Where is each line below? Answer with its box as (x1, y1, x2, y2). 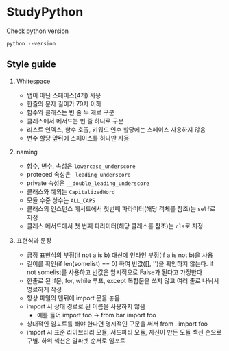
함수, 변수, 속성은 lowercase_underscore (26, 162, 136, 170)
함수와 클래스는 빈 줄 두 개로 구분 (26, 108, 114, 117)
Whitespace (16, 77, 51, 85)
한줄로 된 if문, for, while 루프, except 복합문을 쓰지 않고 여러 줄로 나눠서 (26, 276, 219, 285)
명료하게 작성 (26, 285, 62, 293)
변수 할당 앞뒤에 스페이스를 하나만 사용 (26, 134, 130, 142)
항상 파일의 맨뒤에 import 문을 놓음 (26, 293, 121, 302)
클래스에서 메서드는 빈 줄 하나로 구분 (26, 117, 124, 125)
